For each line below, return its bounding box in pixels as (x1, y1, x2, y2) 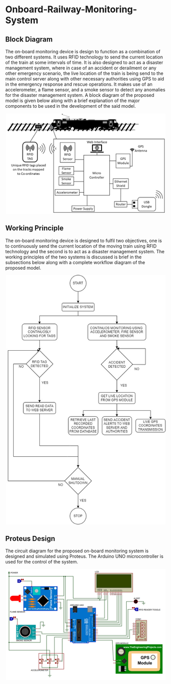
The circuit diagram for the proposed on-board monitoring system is (5, 548, 149, 554)
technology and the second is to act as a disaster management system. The (5, 248, 165, 254)
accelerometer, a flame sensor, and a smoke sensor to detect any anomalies (5, 87, 166, 93)
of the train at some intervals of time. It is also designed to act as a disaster (5, 59, 163, 65)
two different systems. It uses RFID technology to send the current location (5, 54, 163, 60)
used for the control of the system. (5, 559, 78, 565)
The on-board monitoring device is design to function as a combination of (5, 49, 161, 54)
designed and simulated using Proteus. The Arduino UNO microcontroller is (5, 553, 164, 559)
